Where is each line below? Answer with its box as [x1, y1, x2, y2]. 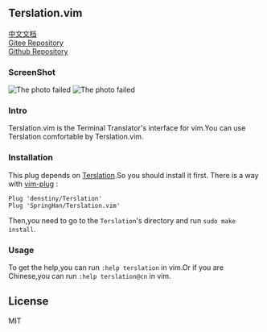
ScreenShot [8, 66, 56, 77]
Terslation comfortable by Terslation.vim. [8, 132, 144, 142]
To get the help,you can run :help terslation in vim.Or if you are [8, 263, 224, 272]
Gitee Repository [8, 38, 64, 48]
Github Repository [8, 46, 68, 56]
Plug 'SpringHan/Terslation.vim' [8, 201, 121, 210]
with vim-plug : [8, 179, 59, 189]
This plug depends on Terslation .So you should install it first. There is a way [8, 170, 259, 180]
